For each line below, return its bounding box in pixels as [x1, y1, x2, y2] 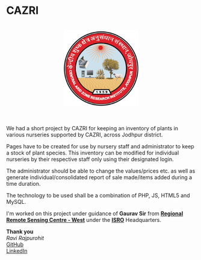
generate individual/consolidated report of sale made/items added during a [6, 173, 193, 181]
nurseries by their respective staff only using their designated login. [6, 155, 174, 163]
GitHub [6, 241, 24, 248]
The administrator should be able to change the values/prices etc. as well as [6, 167, 196, 174]
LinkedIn [6, 247, 28, 254]
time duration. [6, 180, 41, 187]
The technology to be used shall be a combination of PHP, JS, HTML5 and [6, 191, 191, 199]
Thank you [6, 227, 34, 235]
